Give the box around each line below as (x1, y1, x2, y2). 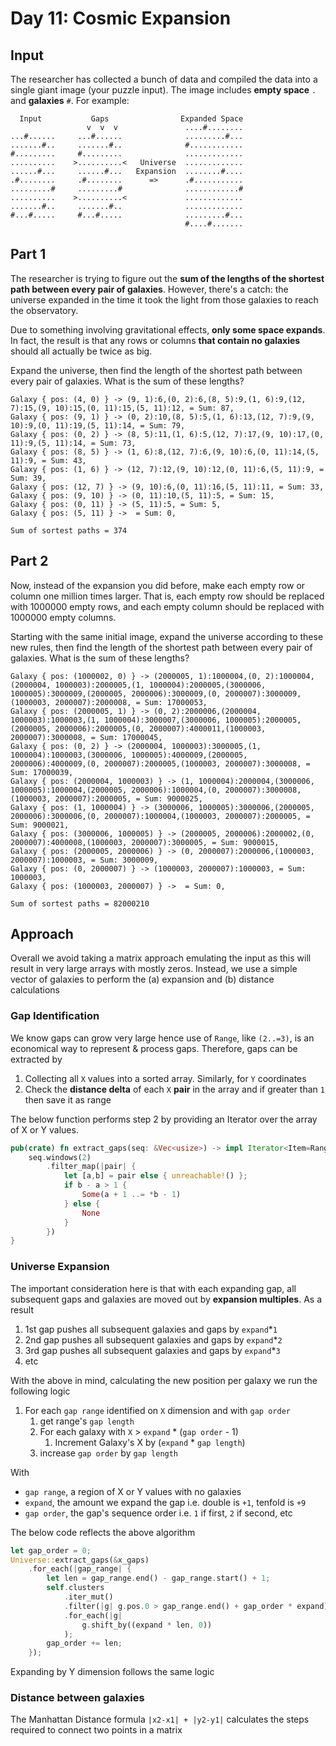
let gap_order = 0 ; (10, 1545, 92, 1556)
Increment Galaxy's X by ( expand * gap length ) (54, 1436, 246, 1448)
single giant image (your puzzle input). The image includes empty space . (10, 84, 317, 96)
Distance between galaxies (10, 1691, 145, 1705)
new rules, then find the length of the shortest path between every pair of (10, 641, 313, 653)
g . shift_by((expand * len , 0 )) (81, 1620, 213, 1630)
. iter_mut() (63, 1592, 114, 1602)
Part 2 (10, 553, 49, 570)
